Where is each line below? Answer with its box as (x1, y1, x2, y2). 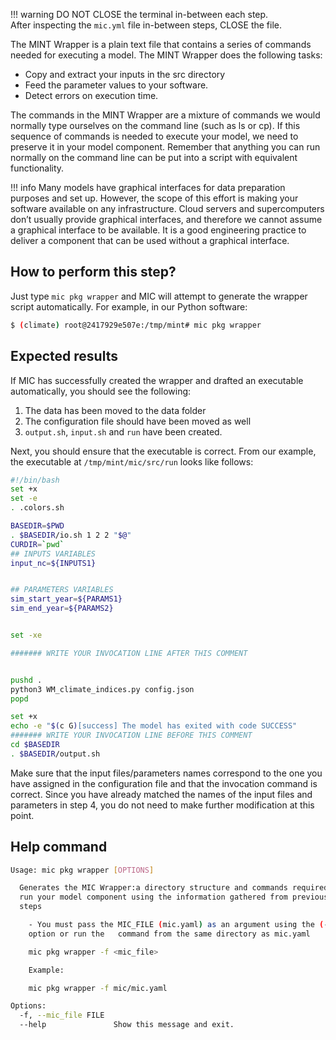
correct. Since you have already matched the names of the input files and (10, 788, 313, 800)
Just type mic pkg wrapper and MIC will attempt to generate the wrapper (10, 290, 308, 302)
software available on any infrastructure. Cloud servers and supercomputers (10, 203, 325, 214)
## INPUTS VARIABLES (10, 549, 97, 559)
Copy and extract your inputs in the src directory (24, 69, 226, 80)
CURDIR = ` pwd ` (10, 539, 65, 549)
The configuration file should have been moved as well (24, 415, 252, 427)
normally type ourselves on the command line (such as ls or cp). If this (10, 120, 301, 131)
